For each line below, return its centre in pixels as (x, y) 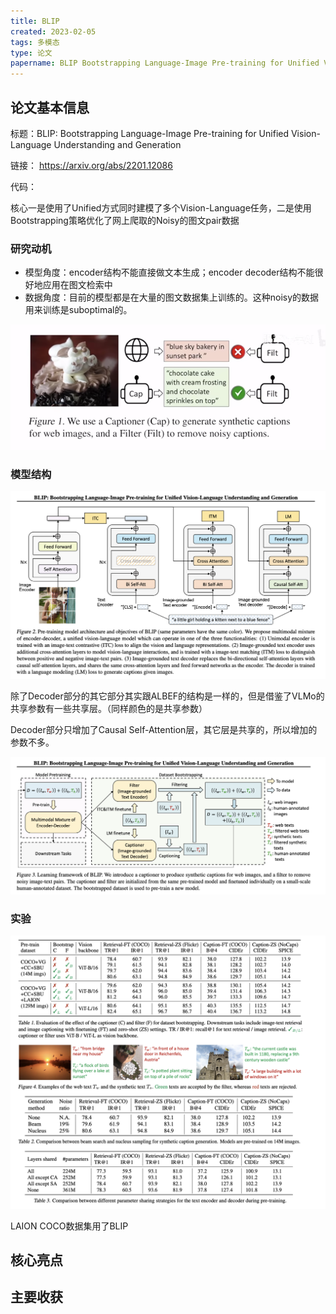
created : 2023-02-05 (53, 31)
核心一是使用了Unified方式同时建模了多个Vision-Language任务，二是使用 (161, 207)
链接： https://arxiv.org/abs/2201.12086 (91, 165)
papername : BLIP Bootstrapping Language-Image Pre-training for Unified (165, 63)
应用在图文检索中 (77, 285)
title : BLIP (35, 21)
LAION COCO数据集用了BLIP (69, 1226)
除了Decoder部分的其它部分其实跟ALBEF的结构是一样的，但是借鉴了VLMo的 (167, 696)
